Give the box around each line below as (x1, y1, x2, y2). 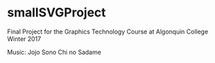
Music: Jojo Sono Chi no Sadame (7, 48, 101, 56)
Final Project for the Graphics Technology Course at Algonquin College (7, 27, 209, 36)
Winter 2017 (7, 34, 41, 42)
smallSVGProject (7, 5, 106, 21)
